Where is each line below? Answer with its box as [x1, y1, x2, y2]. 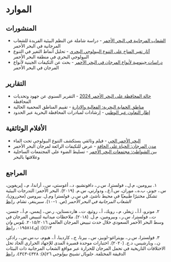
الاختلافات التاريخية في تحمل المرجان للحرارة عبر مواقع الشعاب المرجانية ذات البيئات [6, 245, 166, 251]
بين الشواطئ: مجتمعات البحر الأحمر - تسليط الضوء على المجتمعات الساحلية [13, 148, 157, 154]
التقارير [6, 79, 26, 88]
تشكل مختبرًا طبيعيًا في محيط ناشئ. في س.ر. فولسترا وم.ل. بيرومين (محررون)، [6, 193, 157, 199]
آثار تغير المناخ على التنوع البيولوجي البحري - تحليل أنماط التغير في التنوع [13, 49, 150, 54]
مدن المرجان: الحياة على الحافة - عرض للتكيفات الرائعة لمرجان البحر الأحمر [13, 143, 157, 149]
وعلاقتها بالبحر [13, 154, 40, 160]
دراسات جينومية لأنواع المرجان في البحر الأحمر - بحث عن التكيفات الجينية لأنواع [13, 59, 163, 65]
